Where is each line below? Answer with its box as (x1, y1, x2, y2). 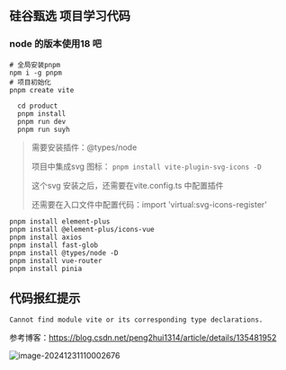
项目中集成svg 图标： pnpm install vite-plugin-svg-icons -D (31, 161, 263, 172)
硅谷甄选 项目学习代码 (9, 8, 130, 24)
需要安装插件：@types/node (31, 142, 138, 153)
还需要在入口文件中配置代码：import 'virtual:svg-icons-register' (31, 198, 268, 209)
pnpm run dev (17, 117, 67, 126)
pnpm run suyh (17, 125, 70, 134)
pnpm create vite (9, 85, 75, 94)
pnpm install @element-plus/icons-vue (9, 225, 155, 233)
